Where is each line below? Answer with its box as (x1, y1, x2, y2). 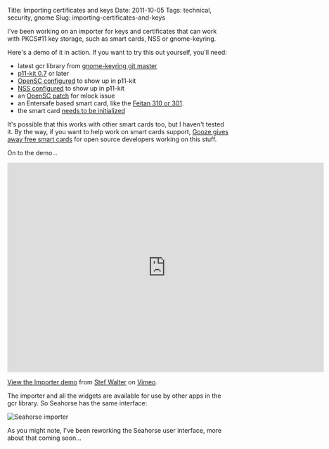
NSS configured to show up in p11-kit (17, 84, 125, 92)
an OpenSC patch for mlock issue (17, 91, 115, 100)
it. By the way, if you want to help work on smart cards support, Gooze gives (7, 128, 228, 136)
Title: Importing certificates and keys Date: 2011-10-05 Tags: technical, (7, 6, 212, 14)
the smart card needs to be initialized (17, 107, 125, 115)
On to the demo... (7, 149, 58, 157)
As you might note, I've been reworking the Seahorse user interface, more (7, 427, 222, 434)
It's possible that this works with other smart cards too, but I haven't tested (7, 120, 225, 129)
